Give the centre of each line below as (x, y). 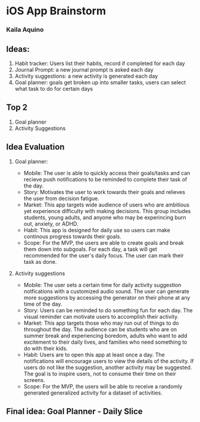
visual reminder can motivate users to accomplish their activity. (101, 316)
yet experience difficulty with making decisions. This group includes (107, 211)
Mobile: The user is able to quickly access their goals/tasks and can (107, 173)
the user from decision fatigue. (61, 198)
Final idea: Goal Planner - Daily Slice (74, 411)
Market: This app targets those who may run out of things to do (101, 323)
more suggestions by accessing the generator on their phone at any (107, 297)
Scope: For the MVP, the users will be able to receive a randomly (103, 386)
